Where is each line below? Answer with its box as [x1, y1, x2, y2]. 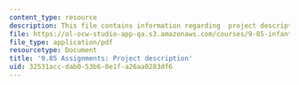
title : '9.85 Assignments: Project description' [9, 54, 193, 63]
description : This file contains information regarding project [9, 21, 256, 30]
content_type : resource [9, 12, 98, 22]
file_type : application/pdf [9, 37, 114, 47]
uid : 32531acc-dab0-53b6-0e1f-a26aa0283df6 [9, 63, 174, 72]
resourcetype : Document [9, 46, 98, 55]
